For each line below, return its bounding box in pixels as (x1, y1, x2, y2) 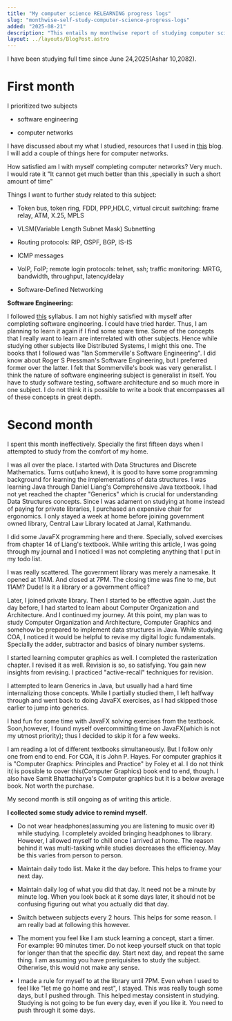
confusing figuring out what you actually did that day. (17, 900, 169, 908)
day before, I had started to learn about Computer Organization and (7, 603, 199, 612)
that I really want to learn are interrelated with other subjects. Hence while (7, 334, 217, 342)
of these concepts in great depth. (7, 393, 102, 401)
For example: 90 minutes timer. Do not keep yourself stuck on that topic (17, 942, 222, 949)
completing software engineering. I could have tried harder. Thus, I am (7, 320, 207, 328)
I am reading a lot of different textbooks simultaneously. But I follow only (7, 745, 213, 753)
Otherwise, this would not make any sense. (17, 964, 140, 971)
